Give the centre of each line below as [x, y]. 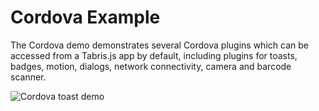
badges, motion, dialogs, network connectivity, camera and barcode [151, 66]
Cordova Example [85, 17]
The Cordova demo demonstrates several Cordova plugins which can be [159, 45]
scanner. [28, 77]
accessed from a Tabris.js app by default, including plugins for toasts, [154, 55]
